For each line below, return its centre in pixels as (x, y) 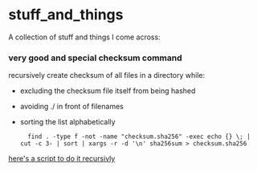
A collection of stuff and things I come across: (84, 37)
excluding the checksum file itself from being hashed (108, 91)
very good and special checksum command (95, 58)
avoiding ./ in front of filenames (72, 107)
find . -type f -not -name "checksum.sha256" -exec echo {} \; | (139, 137)
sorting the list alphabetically (67, 122)
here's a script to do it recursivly (62, 159)
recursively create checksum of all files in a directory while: (107, 75)
